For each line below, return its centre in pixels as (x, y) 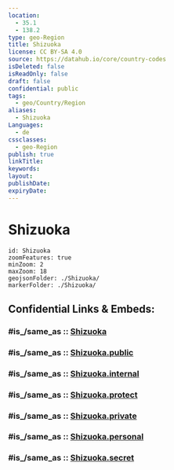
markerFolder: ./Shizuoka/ (52, 285)
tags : (17, 96)
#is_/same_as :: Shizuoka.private (72, 416)
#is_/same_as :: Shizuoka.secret (71, 458)
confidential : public (43, 88)
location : (24, 15)
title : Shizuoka (34, 45)
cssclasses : (27, 140)
